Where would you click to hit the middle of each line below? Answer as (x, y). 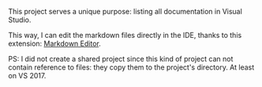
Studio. (20, 20)
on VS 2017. (27, 76)
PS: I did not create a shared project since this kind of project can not (121, 59)
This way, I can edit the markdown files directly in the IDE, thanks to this (125, 35)
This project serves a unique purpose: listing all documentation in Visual (125, 11)
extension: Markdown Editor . (54, 43)
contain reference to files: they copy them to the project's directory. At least (131, 67)
